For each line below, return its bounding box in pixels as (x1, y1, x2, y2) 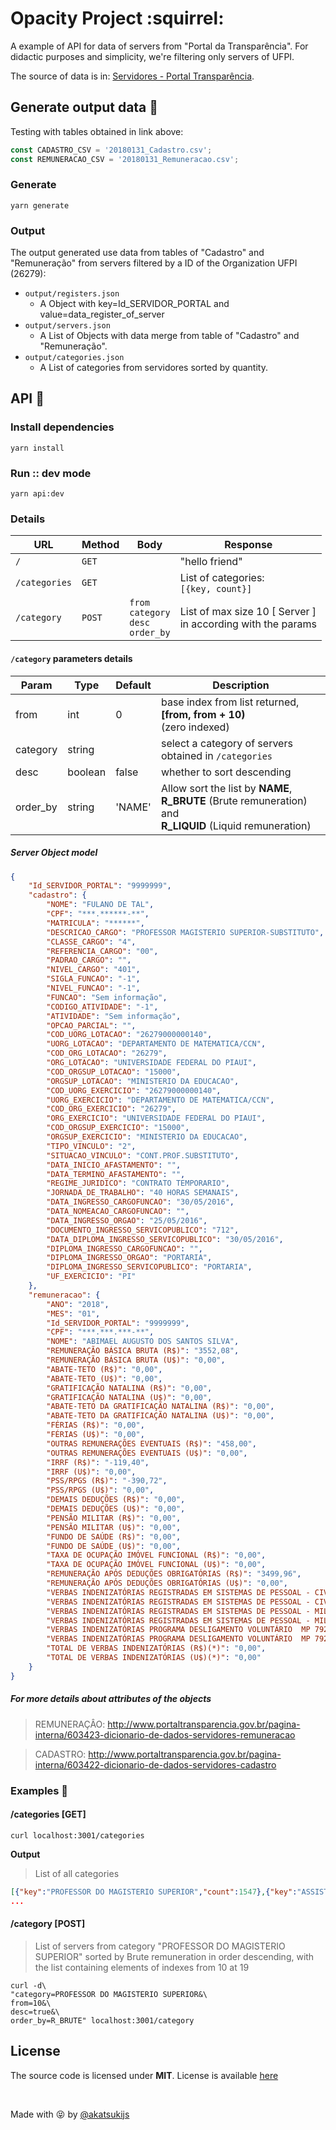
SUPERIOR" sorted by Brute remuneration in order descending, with (34, 1950, 315, 1962)
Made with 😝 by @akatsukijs (10, 2108, 130, 2120)
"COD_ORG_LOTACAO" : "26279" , (46, 1048, 168, 1059)
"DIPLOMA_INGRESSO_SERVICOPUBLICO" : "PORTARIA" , (46, 1262, 253, 1272)
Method (81, 538, 120, 552)
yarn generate (10, 200, 70, 211)
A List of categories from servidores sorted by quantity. (39, 362, 268, 374)
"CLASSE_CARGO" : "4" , (46, 937, 137, 947)
